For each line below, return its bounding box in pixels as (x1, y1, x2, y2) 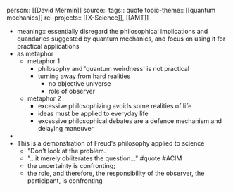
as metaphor (16, 49, 54, 58)
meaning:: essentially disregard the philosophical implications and (16, 27, 208, 35)
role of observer (48, 87, 96, 95)
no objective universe (48, 79, 111, 87)
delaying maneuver (37, 124, 94, 132)
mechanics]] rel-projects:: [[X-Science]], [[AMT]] (6, 13, 149, 22)
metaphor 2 (27, 94, 61, 103)
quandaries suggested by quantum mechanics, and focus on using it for (16, 34, 226, 43)
